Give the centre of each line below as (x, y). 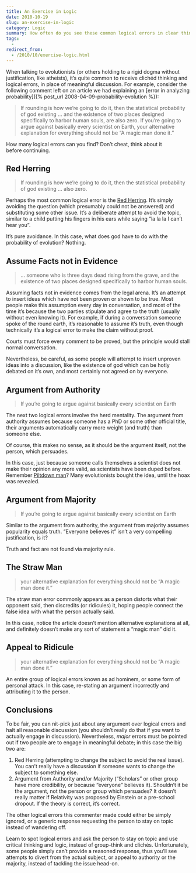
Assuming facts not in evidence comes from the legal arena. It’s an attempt (96, 293)
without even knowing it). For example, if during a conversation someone (94, 318)
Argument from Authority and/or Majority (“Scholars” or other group (96, 779)
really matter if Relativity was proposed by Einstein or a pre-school (94, 798)
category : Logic (26, 28)
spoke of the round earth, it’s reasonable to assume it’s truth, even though (95, 324)
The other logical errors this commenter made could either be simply (89, 815)
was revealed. (23, 482)
